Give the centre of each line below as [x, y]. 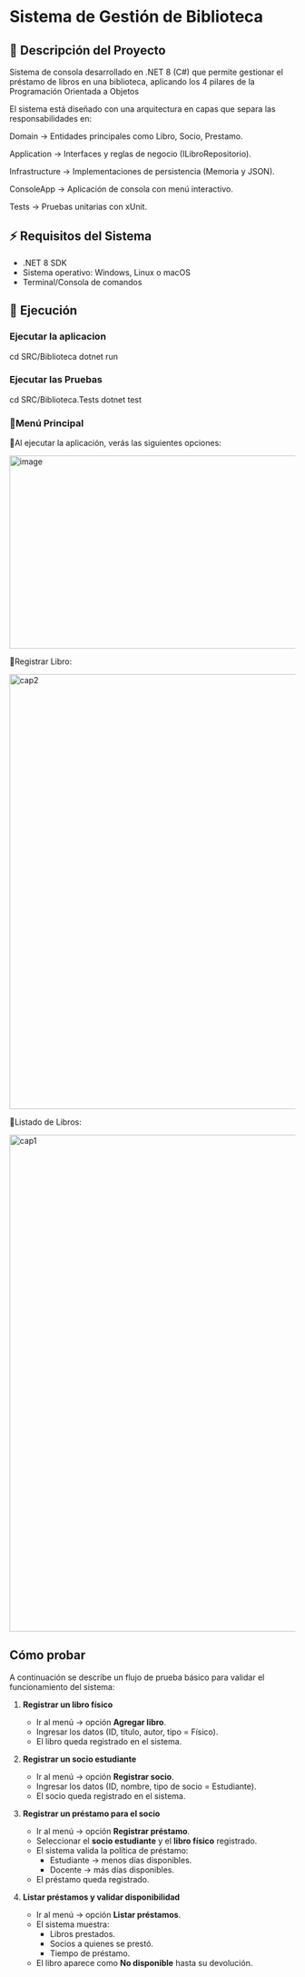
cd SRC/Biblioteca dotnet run [64, 356]
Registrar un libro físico [68, 1704]
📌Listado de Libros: [45, 1122]
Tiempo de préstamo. [90, 1953]
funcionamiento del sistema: [62, 1686]
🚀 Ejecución [44, 311]
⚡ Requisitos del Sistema [81, 237]
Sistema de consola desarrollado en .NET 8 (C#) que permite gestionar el [147, 72]
